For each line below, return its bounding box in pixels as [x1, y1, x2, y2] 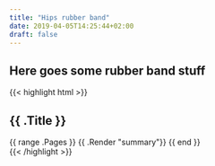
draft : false [9, 30, 58, 39]
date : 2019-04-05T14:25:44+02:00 [9, 22, 134, 31]
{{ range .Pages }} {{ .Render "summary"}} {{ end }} [9, 136, 201, 147]
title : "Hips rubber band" [9, 13, 110, 22]
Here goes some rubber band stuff [9, 63, 206, 78]
